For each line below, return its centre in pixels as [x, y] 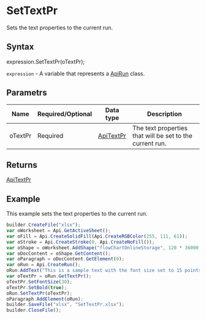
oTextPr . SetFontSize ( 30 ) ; [39, 282]
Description [164, 114]
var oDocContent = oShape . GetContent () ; [59, 253]
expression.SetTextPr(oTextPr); [45, 61]
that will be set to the [162, 135]
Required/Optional [65, 114]
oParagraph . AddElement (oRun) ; [45, 299]
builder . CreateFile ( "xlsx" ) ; [44, 225]
